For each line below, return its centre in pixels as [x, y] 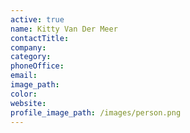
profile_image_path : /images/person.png [96, 112]
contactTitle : [40, 38]
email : [24, 76]
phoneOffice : [37, 66]
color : [24, 94]
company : [28, 47]
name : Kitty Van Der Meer [64, 29]
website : [28, 103]
